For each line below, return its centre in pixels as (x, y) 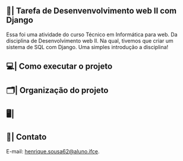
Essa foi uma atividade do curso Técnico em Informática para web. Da (92, 34)
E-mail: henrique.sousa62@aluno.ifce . (53, 151)
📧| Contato (26, 137)
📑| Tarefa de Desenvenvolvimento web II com (91, 11)
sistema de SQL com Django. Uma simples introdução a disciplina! (87, 47)
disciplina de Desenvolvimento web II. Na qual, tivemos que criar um (90, 41)
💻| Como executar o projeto (59, 67)
